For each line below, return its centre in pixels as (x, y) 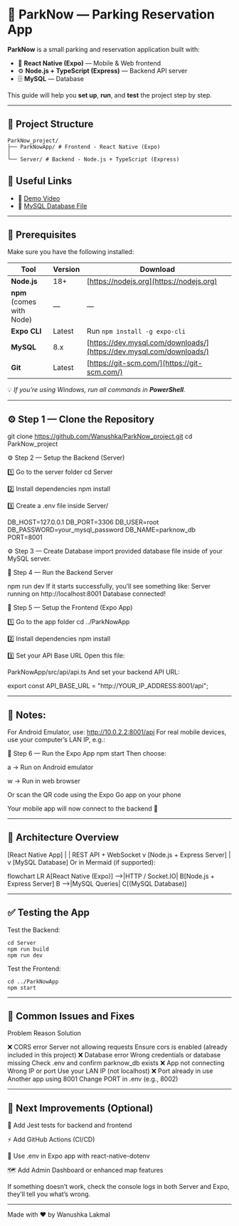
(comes (24, 302)
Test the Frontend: (34, 968)
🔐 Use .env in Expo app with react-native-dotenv (79, 1156)
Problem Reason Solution (44, 1033)
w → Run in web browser (44, 781)
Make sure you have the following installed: (71, 252)
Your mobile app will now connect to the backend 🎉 (83, 808)
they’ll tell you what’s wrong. (49, 1194)
